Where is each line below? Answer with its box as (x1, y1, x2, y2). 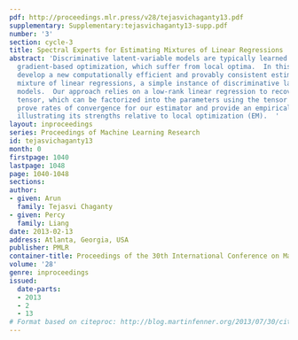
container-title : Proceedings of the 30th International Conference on (9, 251, 279, 261)
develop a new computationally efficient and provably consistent (17, 71, 268, 80)
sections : (9, 178, 46, 187)
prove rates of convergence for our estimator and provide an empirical (17, 104, 292, 112)
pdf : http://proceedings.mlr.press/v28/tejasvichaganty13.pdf (9, 12, 244, 22)
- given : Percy (9, 210, 66, 220)
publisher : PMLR (9, 243, 69, 252)
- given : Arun (9, 194, 62, 204)
